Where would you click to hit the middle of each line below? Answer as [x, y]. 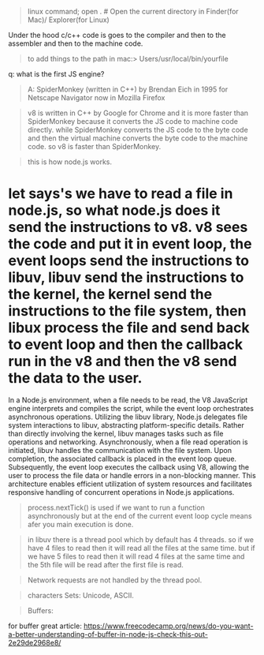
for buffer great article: [45, 626]
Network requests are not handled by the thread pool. [115, 580]
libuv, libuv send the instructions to [126, 277]
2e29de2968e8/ [35, 642]
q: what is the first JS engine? [56, 74]
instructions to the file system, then [127, 311]
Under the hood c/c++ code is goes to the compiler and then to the [117, 35]
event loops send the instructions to [129, 261]
